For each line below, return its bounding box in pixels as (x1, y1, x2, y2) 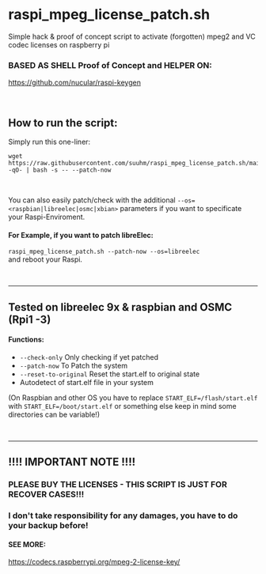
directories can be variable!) (8, 410, 101, 419)
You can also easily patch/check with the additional (8, 195, 176, 205)
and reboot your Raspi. (8, 255, 83, 264)
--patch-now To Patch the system (19, 361, 128, 370)
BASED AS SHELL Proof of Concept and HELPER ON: (8, 59, 212, 70)
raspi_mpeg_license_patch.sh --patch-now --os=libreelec (8, 247, 200, 256)
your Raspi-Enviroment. (8, 212, 85, 222)
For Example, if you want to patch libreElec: (8, 230, 154, 240)
